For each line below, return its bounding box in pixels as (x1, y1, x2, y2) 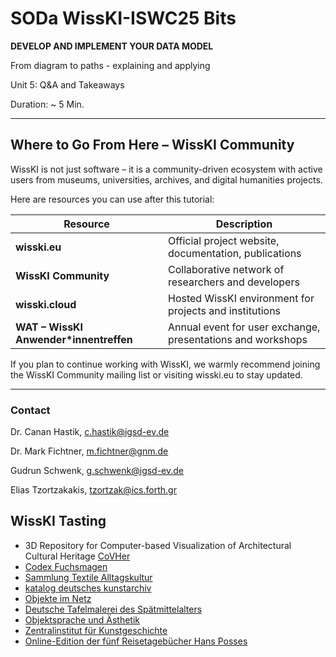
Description (215, 217, 273, 231)
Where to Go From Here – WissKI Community (10, 137, 295, 154)
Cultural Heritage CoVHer (24, 550, 131, 562)
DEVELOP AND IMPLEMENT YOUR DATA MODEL (10, 40, 214, 52)
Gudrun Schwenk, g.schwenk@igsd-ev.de (10, 465, 185, 477)
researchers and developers (168, 275, 300, 289)
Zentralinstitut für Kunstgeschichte (24, 624, 168, 636)
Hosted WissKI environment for (168, 291, 315, 305)
